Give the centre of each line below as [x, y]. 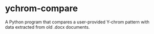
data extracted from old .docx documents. [47, 27]
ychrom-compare [42, 8]
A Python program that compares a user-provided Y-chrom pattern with [77, 22]
